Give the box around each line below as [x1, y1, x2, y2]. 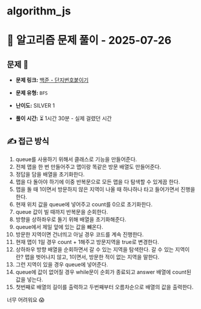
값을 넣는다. [15, 276, 44, 283]
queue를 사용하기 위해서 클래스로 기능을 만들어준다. [15, 156, 137, 163]
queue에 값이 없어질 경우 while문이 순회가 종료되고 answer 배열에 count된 [15, 269, 191, 275]
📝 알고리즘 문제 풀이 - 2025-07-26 [7, 34, 172, 47]
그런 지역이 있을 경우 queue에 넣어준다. [15, 261, 109, 268]
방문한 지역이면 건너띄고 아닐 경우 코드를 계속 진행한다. [15, 231, 144, 238]
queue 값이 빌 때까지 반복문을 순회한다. [15, 209, 109, 215]
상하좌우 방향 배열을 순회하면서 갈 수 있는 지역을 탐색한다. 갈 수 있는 [15, 246, 174, 253]
